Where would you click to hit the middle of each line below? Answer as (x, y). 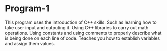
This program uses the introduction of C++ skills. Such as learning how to (81, 22)
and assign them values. (30, 43)
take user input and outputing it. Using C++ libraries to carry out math (77, 27)
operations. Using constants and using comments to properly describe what (83, 33)
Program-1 (27, 9)
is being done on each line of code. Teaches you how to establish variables (83, 38)
